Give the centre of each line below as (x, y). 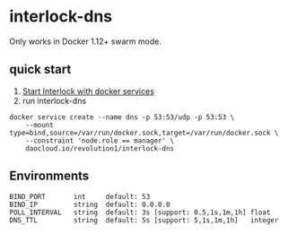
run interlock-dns (54, 100)
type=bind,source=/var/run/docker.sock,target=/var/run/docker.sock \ (144, 133)
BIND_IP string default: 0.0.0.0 (90, 204)
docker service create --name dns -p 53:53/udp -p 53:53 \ (122, 117)
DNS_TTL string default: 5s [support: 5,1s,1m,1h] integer (144, 220)
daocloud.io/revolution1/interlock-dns (100, 148)
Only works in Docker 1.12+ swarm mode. (85, 41)
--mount (39, 125)
